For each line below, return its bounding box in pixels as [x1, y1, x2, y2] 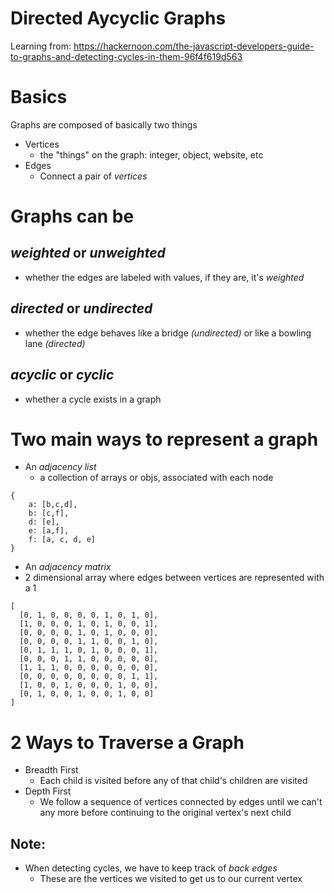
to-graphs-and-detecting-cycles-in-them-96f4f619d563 [10, 50, 243, 62]
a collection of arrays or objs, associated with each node [39, 472, 274, 484]
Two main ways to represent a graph [10, 428, 319, 451]
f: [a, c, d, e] [28, 535, 97, 545]
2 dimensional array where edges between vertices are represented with [24, 572, 325, 584]
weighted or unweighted [10, 245, 166, 262]
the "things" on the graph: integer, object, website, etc [39, 148, 264, 161]
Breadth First [24, 764, 79, 776]
